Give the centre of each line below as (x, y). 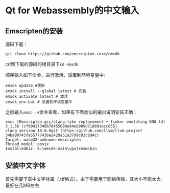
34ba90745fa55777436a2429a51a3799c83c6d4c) (52, 135)
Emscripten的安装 (34, 31)
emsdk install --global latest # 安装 (46, 91)
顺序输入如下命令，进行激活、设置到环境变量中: (55, 75)
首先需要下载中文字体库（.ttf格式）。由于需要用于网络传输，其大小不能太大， (86, 179)
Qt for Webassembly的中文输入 (72, 10)
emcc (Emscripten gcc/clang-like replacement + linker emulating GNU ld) (86, 122)
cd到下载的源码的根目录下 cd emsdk (42, 64)
